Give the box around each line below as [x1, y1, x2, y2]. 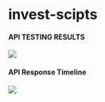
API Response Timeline [8, 67, 87, 77]
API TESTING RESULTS [8, 32, 85, 41]
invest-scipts [8, 6, 98, 24]
